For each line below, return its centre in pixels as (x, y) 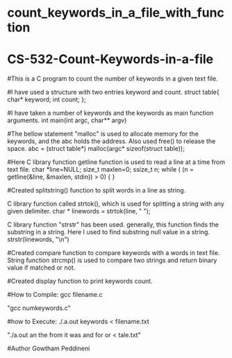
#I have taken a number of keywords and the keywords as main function (110, 113)
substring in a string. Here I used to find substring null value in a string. (109, 232)
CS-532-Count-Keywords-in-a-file (110, 59)
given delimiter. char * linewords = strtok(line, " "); (79, 211)
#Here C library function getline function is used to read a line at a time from (116, 162)
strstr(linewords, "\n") (38, 239)
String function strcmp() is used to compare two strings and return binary (112, 260)
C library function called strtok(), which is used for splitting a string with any (116, 204)
